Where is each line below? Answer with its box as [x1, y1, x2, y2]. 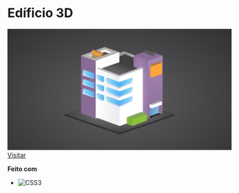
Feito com [7, 165, 38, 173]
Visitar [7, 151, 26, 160]
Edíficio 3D [7, 5, 73, 21]
